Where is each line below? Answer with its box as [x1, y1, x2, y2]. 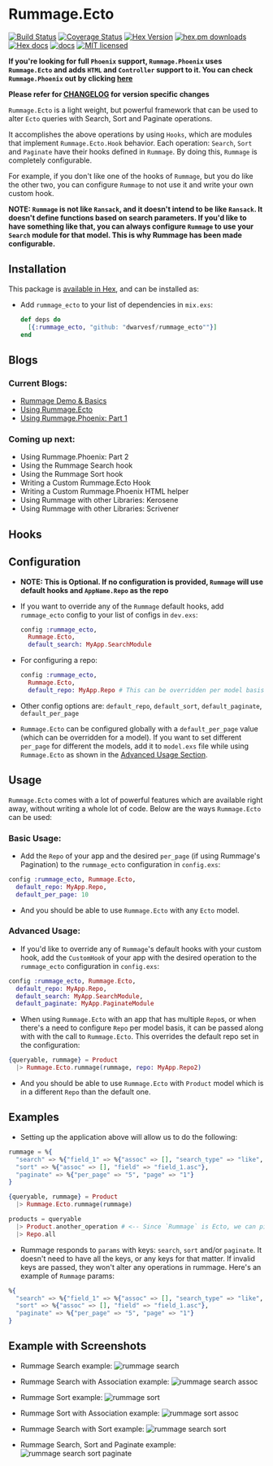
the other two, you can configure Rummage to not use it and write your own [8, 180, 254, 190]
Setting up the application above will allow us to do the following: [19, 1132, 238, 1141]
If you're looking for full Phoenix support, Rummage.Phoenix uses [8, 56, 223, 66]
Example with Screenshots [8, 1339, 147, 1353]
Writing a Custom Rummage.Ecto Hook [19, 478, 151, 488]
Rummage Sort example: [19, 1392, 103, 1402]
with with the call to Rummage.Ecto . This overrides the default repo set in [19, 1032, 259, 1041]
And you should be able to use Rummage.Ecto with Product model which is [19, 1079, 264, 1089]
